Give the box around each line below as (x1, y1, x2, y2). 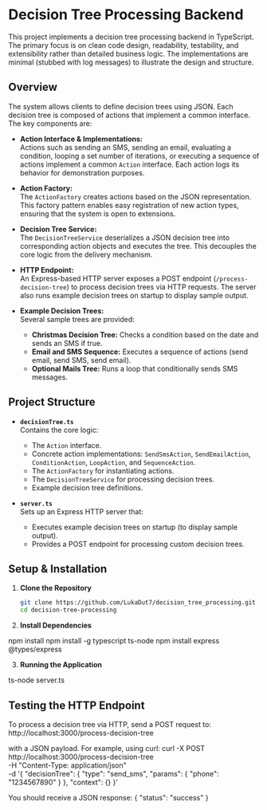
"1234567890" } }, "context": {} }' (8, 777, 118, 787)
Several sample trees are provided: (19, 314, 135, 324)
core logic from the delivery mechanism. (19, 250, 153, 259)
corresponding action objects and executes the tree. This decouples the (19, 241, 257, 250)
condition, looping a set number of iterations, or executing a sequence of (19, 151, 260, 160)
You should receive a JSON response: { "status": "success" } (8, 792, 209, 802)
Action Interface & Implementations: (19, 134, 143, 144)
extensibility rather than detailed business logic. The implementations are (8, 49, 249, 58)
